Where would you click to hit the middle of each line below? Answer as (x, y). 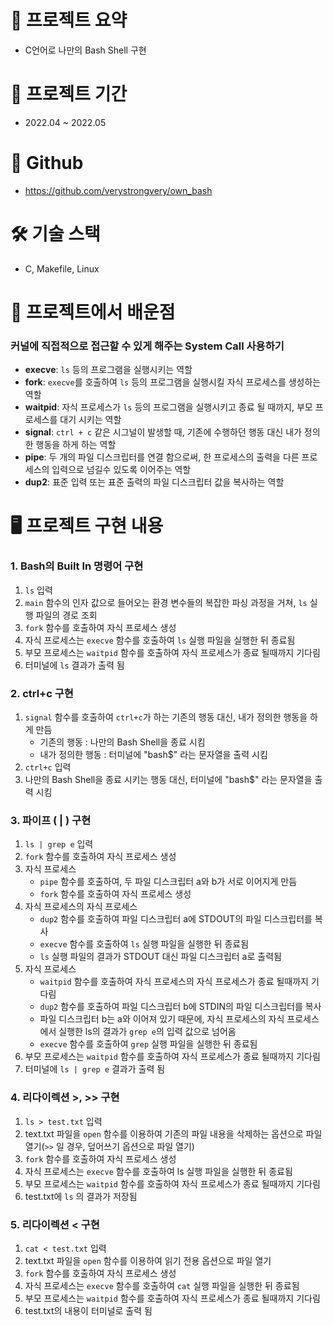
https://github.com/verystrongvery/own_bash (118, 190)
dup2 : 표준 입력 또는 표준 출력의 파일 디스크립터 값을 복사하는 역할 (154, 482)
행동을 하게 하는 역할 (76, 445)
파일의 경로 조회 (66, 615)
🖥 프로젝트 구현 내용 (87, 526)
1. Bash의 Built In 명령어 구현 (77, 566)
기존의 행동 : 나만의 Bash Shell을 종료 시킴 (122, 742)
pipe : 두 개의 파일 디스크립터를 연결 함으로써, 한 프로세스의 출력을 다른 (162, 457)
